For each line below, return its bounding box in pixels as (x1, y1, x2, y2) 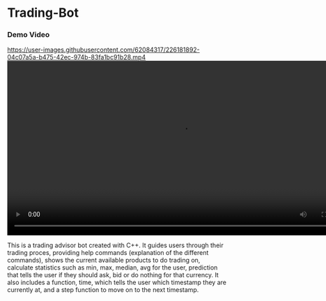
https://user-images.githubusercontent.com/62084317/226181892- (7, 45, 200, 54)
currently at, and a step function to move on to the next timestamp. (7, 286, 199, 294)
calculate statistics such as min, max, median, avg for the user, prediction (7, 263, 218, 272)
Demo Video (7, 30, 50, 40)
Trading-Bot (7, 5, 79, 21)
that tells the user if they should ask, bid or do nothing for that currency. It (7, 271, 219, 279)
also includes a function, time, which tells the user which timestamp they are (7, 278, 226, 287)
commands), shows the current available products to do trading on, (7, 256, 201, 265)
